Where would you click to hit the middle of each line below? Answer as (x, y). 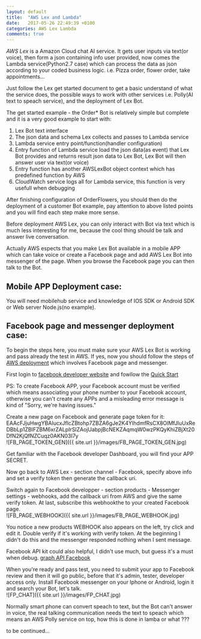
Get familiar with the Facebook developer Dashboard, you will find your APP (100, 454)
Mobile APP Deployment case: (64, 286)
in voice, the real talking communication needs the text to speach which (95, 613)
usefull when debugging (45, 188)
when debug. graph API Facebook (49, 557)
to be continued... (28, 631)
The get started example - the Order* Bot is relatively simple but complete (97, 113)
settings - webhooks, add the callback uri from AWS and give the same (94, 496)
